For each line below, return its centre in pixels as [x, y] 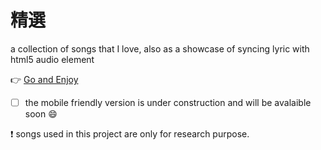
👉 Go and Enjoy [44, 79]
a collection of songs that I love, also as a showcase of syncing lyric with [160, 48]
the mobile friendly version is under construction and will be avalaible [168, 102]
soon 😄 [41, 114]
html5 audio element [52, 59]
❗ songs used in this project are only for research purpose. [130, 134]
